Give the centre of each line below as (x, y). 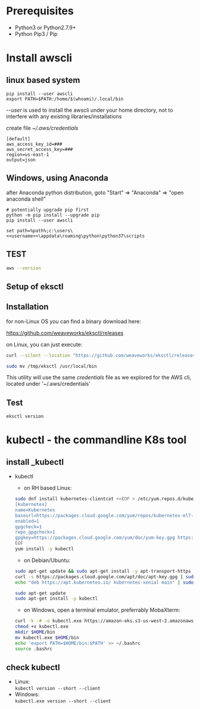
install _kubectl (35, 462)
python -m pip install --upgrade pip (53, 215)
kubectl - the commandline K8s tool (96, 440)
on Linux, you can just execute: (44, 344)
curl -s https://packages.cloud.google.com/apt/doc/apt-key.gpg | (99, 577)
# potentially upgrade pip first (48, 210)
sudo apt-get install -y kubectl (56, 598)
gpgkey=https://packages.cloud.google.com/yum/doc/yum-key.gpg (95, 538)
